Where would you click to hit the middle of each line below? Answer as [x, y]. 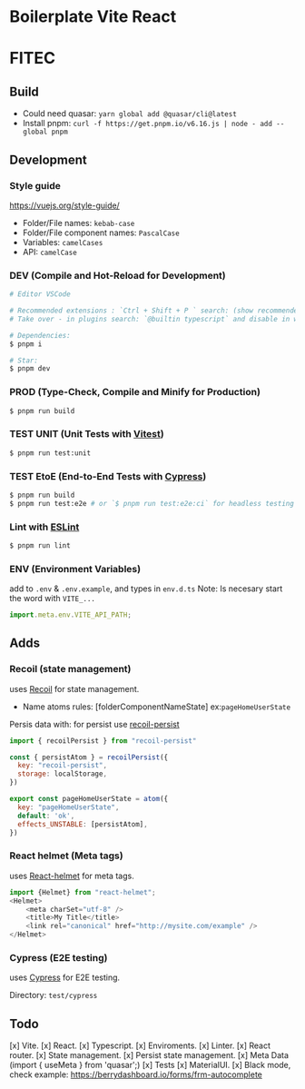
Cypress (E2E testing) [59, 957]
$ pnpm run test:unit [50, 453]
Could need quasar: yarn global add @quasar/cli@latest [130, 114]
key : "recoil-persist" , [62, 766]
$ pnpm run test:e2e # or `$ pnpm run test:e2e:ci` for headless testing [152, 503]
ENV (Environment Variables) [75, 569]
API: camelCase [49, 252]
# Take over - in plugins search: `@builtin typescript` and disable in [150, 319]
